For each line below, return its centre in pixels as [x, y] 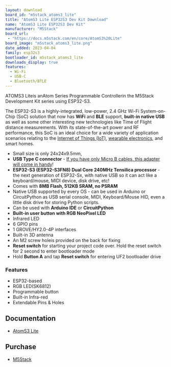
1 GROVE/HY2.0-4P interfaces [44, 229]
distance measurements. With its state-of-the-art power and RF [72, 127]
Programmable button [35, 292]
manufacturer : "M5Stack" [32, 29]
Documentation [31, 319]
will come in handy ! [33, 164]
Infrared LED [26, 218]
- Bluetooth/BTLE [28, 81]
